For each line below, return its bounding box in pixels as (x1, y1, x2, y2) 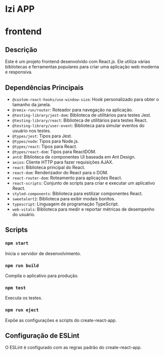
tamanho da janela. (12, 102, 51, 107)
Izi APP (5, 3, 35, 15)
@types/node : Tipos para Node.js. (12, 138, 79, 144)
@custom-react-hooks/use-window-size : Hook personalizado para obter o (12, 97, 159, 102)
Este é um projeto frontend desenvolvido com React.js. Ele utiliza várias (5, 59, 150, 65)
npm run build (5, 262, 39, 268)
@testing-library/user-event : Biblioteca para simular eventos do (12, 123, 145, 129)
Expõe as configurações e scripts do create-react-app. (5, 317, 117, 323)
